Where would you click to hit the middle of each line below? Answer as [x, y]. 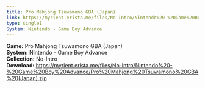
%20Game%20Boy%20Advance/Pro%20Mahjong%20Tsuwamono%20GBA [103, 72]
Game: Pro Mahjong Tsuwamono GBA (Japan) [65, 46]
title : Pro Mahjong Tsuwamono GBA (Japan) [61, 12]
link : [13, 18]
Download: [20, 66]
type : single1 [24, 23]
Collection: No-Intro [32, 59]
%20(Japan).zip [27, 78]
